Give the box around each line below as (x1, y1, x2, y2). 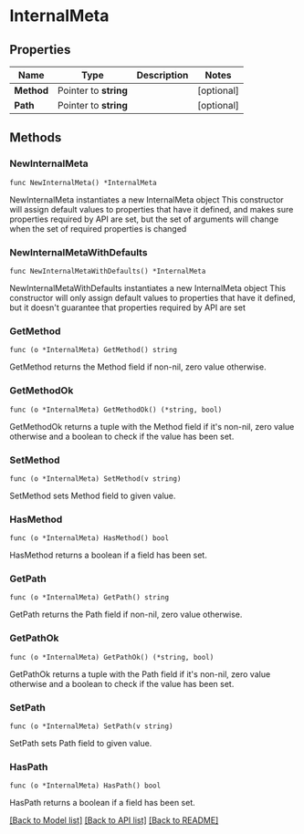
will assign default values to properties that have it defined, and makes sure (9, 203, 294, 214)
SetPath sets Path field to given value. (9, 738, 152, 749)
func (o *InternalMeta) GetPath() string (9, 593, 170, 602)
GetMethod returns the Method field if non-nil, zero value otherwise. (9, 361, 267, 372)
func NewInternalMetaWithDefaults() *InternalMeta (9, 266, 206, 276)
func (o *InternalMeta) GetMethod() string (9, 346, 178, 355)
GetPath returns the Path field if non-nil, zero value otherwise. (9, 609, 243, 620)
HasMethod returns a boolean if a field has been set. (9, 549, 207, 561)
